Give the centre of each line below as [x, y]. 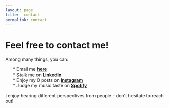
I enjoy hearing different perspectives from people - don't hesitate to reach [85, 96]
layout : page [19, 10]
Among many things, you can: [37, 59]
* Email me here [30, 69]
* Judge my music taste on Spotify [50, 86]
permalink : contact [26, 20]
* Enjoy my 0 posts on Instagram [48, 80]
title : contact [23, 15]
